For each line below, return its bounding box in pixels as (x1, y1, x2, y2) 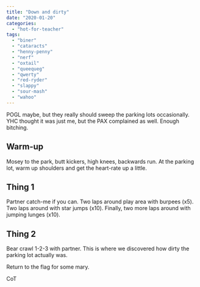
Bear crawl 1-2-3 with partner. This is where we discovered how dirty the (6, 245, 190, 252)
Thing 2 (6, 228, 37, 239)
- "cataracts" (12, 43, 48, 49)
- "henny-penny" (12, 49, 53, 55)
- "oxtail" (12, 60, 40, 66)
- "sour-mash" (12, 89, 48, 95)
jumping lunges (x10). (6, 211, 61, 219)
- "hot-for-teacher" (12, 26, 64, 32)
